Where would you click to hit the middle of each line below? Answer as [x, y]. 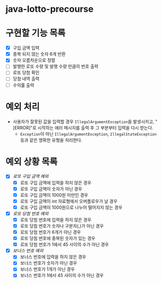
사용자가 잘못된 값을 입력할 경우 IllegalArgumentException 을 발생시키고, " [85, 121]
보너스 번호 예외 [28, 251]
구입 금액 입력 [26, 48]
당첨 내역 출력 [26, 79]
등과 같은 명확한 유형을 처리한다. [51, 140]
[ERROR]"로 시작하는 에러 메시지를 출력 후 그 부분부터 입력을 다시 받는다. [83, 127]
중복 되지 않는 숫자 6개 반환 [39, 54]
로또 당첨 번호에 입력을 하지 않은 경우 [56, 220]
